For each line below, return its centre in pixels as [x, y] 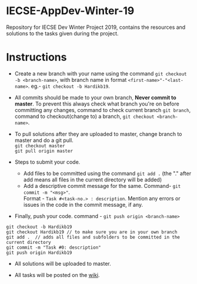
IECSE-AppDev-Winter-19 [70, 11]
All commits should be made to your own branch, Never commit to [95, 97]
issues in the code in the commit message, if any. [83, 204]
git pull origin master [44, 151]
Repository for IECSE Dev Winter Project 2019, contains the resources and [96, 27]
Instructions [36, 57]
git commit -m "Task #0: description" [54, 247]
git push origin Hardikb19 [39, 252]
